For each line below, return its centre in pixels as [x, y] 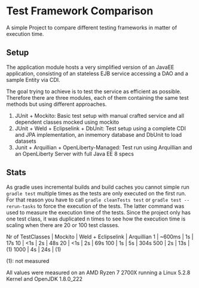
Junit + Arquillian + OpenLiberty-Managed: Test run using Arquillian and [103, 147]
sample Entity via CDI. [33, 79]
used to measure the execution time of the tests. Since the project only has [99, 212]
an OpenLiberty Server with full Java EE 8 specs [74, 154]
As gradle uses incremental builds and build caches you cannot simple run [98, 187]
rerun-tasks [21, 206]
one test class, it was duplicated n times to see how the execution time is [96, 219]
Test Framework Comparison [80, 11]
